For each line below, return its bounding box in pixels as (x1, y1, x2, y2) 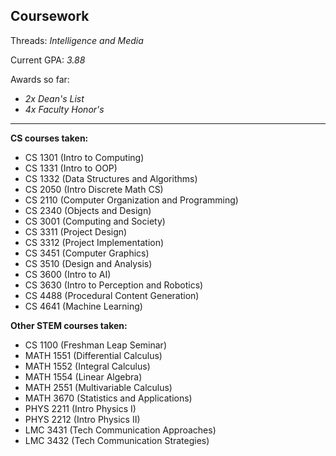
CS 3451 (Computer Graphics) (24, 247, 150, 259)
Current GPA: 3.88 (10, 54, 86, 66)
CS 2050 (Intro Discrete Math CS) (24, 183, 164, 195)
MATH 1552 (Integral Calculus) (24, 360, 151, 372)
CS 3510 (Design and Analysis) (24, 257, 153, 269)
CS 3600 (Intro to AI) (24, 268, 112, 280)
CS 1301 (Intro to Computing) (24, 151, 145, 163)
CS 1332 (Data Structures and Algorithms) (24, 172, 198, 184)
